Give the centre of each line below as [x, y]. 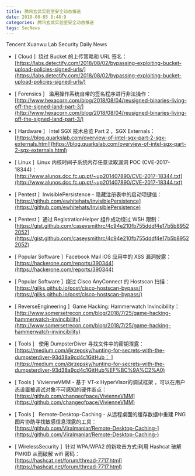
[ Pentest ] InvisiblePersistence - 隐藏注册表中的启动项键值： [88, 194]
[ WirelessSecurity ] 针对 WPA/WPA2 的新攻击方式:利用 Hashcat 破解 [98, 447]
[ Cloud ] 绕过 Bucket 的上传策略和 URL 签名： [71, 57]
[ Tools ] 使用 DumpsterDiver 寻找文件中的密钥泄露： [79, 344]
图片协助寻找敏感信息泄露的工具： [55, 422]
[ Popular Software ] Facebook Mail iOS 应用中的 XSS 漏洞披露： [93, 257]
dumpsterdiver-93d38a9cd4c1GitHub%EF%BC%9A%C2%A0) [90, 370]
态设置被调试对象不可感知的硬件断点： [60, 389]
